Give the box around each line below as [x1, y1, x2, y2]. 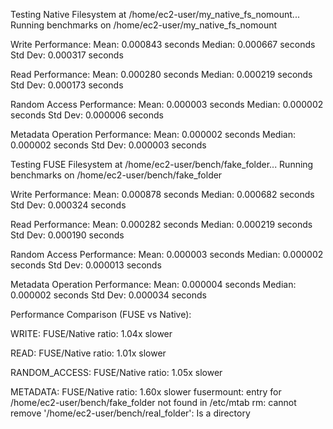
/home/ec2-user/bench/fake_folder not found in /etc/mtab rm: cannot [10, 397, 297, 408]
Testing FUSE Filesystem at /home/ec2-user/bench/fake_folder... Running [10, 159, 314, 170]
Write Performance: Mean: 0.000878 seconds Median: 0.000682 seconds [10, 189, 315, 200]
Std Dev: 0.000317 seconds [10, 49, 124, 61]
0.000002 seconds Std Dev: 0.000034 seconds [10, 289, 207, 301]
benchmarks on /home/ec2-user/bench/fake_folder [10, 169, 223, 181]
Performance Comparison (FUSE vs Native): [10, 309, 192, 320]
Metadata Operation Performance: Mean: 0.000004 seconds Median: [10, 279, 297, 290]
